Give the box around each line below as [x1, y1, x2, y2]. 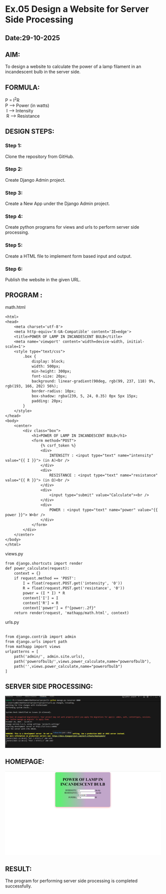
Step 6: [5, 265, 23, 272]
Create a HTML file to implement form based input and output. [5, 253, 132, 259]
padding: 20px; [31, 398, 63, 403]
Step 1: [5, 142, 22, 149]
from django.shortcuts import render [5, 561, 83, 566]
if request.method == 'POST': [14, 576, 77, 581]
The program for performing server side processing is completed [5, 878, 138, 884]
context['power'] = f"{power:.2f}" [23, 605, 96, 610]
